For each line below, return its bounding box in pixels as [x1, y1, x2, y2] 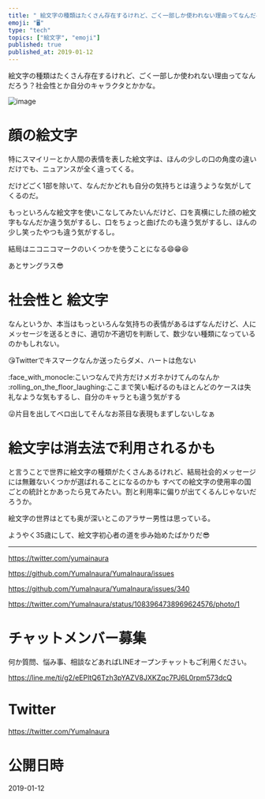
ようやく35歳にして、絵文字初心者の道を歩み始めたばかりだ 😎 [8, 530, 211, 539]
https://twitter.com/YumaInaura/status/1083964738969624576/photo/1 [8, 599, 241, 609]
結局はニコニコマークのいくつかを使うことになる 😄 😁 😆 [8, 244, 189, 253]
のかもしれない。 [8, 339, 64, 348]
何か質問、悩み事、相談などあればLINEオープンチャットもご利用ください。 [8, 657, 251, 666]
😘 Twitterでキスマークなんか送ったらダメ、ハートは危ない [8, 355, 196, 365]
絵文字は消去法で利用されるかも [8, 440, 216, 458]
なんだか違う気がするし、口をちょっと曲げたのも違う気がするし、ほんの [21, 217, 257, 227]
